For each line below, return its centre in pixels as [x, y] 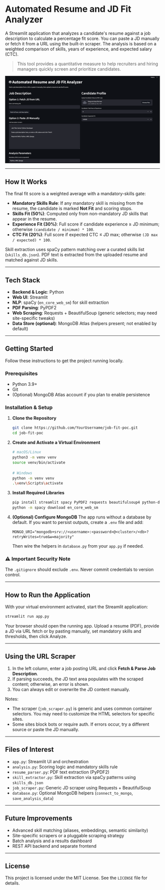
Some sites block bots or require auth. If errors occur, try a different [81, 724]
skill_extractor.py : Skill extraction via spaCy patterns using [74, 777]
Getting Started [29, 349]
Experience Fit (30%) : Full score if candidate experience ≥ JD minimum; [86, 224]
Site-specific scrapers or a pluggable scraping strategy [68, 835]
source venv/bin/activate [39, 462]
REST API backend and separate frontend [54, 846]
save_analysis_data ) [33, 798]
